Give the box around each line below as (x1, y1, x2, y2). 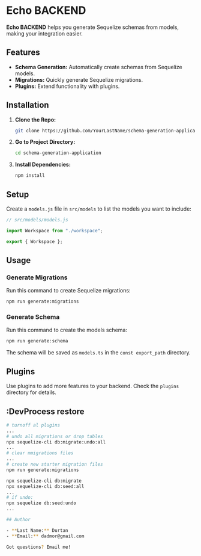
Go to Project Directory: (14, 138, 76, 146)
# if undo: (6, 495, 34, 501)
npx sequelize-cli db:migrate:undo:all (6, 439, 106, 445)
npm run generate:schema (6, 338, 68, 344)
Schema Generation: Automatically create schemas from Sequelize (14, 63, 182, 70)
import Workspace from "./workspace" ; (6, 227, 103, 233)
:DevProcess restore (6, 406, 85, 416)
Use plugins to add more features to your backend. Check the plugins (6, 383, 179, 390)
